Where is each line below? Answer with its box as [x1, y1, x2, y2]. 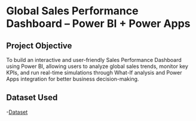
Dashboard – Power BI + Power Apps [6, 17, 191, 30]
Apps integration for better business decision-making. [6, 76, 139, 82]
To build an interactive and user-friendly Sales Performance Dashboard [6, 57, 182, 63]
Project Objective [6, 41, 72, 51]
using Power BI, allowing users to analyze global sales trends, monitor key [6, 63, 188, 70]
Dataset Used [6, 92, 58, 103]
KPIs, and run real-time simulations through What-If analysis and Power [6, 69, 182, 76]
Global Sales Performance [6, 4, 139, 18]
